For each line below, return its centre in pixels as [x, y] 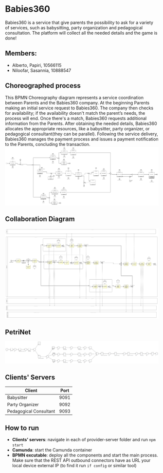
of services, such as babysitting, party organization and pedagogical [74, 27]
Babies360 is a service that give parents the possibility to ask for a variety [79, 22]
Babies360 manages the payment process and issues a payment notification [82, 139]
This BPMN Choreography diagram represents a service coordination [74, 97]
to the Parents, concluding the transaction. [48, 144]
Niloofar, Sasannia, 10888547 [42, 70]
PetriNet [18, 332]
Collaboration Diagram [40, 219]
